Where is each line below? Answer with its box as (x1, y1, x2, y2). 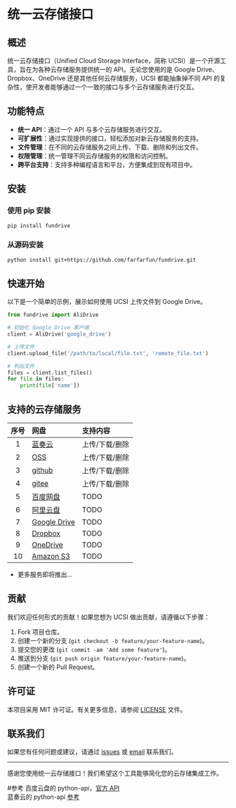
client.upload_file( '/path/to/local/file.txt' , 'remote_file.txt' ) (7, 350, 209, 357)
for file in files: (7, 376, 65, 383)
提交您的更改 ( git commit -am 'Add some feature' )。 (17, 645, 171, 654)
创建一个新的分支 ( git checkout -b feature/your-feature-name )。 (17, 636, 209, 644)
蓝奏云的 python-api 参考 (7, 793, 80, 801)
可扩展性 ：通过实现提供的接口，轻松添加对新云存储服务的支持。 (17, 134, 202, 143)
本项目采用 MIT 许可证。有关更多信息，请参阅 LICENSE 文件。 (7, 705, 187, 713)
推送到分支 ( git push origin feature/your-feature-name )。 (17, 654, 190, 662)
